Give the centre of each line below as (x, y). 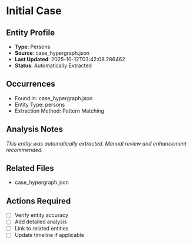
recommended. (24, 150)
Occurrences (31, 84)
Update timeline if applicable (49, 235)
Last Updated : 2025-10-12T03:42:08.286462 (70, 59)
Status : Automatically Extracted (53, 65)
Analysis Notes (35, 129)
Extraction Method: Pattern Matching (59, 111)
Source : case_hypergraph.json (52, 53)
